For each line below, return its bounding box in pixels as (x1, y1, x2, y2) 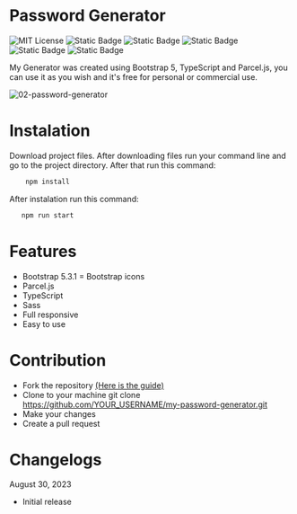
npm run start (21, 210, 74, 220)
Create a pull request (22, 418, 100, 429)
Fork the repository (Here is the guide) (22, 379, 164, 391)
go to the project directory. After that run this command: (9, 159, 216, 171)
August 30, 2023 (9, 479, 72, 490)
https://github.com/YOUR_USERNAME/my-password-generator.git (22, 399, 267, 410)
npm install (25, 177, 70, 186)
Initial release (22, 496, 72, 508)
